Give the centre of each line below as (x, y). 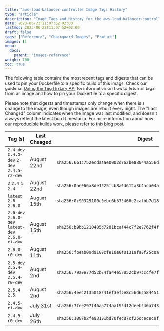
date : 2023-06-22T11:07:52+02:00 (39, 23)
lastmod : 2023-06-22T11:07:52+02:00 (42, 28)
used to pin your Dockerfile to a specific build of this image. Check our (76, 83)
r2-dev (15, 176)
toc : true (15, 64)
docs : (15, 50)
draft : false (18, 32)
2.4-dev (16, 150)
